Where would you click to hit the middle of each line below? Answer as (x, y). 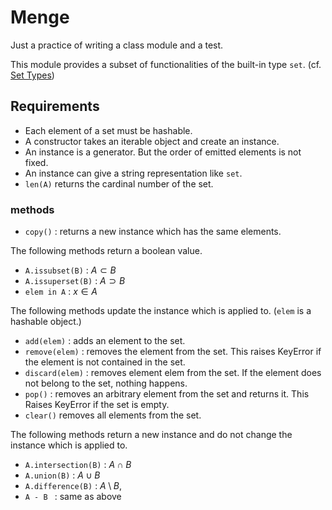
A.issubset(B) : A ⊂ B (70, 270)
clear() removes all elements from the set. (113, 415)
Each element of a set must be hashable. (108, 130)
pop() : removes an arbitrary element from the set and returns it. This (167, 394)
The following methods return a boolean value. (106, 251)
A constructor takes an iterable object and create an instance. (152, 141)
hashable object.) (46, 322)
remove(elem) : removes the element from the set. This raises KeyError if (173, 352)
